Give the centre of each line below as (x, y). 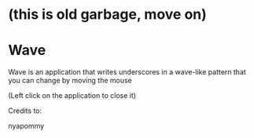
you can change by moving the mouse (70, 81)
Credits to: (25, 111)
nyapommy (26, 126)
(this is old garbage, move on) (107, 15)
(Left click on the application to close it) (72, 96)
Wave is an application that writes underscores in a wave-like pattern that (127, 72)
